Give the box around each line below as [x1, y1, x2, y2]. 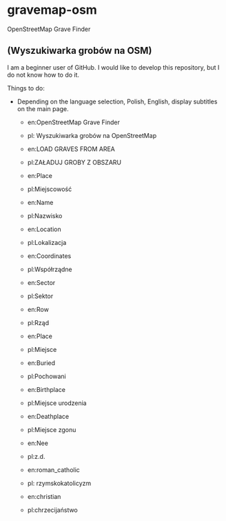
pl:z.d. [27, 452, 45, 460]
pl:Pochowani [27, 372, 67, 380]
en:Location [27, 225, 62, 233]
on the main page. [17, 104, 69, 112]
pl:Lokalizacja [27, 238, 67, 246]
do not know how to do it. [7, 70, 80, 79]
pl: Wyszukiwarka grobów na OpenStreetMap [27, 131, 157, 139]
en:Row [27, 305, 50, 313]
